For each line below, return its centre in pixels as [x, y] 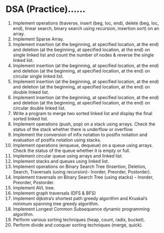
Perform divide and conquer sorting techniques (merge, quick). [78, 225]
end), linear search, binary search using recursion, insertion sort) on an [86, 28]
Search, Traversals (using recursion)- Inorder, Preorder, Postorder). [82, 171]
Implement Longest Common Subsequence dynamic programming [81, 209]
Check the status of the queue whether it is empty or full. [72, 150]
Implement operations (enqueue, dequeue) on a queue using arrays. [83, 145]
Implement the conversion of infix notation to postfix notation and [80, 134]
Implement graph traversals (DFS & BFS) [54, 193]
